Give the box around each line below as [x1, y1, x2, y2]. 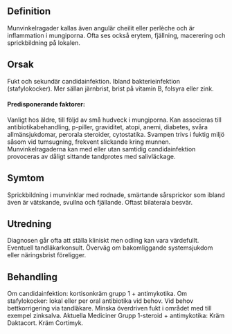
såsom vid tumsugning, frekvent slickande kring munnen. [7, 138, 171, 146]
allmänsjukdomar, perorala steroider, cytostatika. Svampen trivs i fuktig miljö [7, 130, 225, 138]
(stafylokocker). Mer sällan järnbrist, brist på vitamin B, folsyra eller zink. [7, 84, 214, 93]
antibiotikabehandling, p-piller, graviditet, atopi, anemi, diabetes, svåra [7, 122, 208, 131]
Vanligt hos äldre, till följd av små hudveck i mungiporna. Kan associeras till [7, 115, 222, 124]
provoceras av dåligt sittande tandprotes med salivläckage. [7, 152, 176, 160]
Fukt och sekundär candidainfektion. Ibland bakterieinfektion [7, 77, 180, 85]
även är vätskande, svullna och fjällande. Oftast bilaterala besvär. [7, 198, 193, 206]
